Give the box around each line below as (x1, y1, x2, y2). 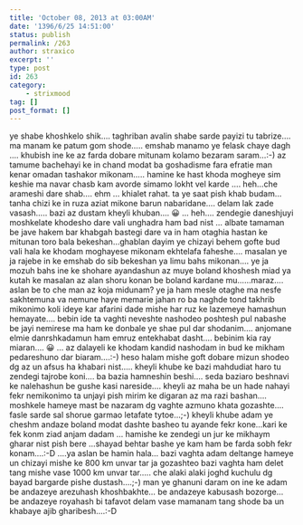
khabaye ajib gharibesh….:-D (9, 506, 118, 517)
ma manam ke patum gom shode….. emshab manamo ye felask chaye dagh (9, 140, 291, 151)
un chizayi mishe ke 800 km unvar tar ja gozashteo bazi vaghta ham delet (9, 458, 284, 469)
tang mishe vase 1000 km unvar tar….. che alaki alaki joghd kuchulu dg (9, 467, 273, 478)
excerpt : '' (9, 55, 54, 64)
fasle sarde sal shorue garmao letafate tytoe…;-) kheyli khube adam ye (9, 409, 274, 421)
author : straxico (9, 47, 75, 56)
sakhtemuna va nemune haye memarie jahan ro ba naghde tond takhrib (9, 294, 276, 305)
